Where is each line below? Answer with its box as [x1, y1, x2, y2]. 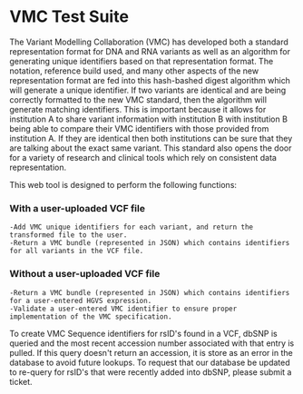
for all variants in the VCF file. [9, 247, 144, 256]
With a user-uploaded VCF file [9, 202, 145, 214]
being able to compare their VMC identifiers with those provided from [9, 123, 269, 133]
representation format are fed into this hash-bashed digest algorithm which [9, 74, 290, 85]
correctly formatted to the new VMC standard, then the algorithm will [9, 94, 268, 105]
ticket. [9, 376, 34, 387]
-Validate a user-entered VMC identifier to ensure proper [9, 304, 238, 313]
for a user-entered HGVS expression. [9, 296, 152, 305]
